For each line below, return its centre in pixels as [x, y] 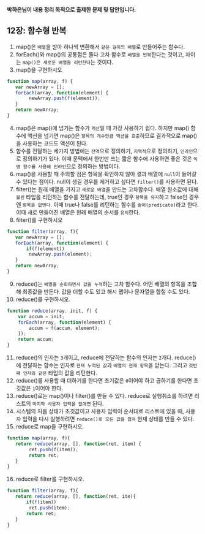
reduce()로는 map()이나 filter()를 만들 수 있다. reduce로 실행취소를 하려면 [104, 396]
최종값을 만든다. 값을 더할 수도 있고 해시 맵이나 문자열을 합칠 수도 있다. [106, 291]
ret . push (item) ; [50, 508]
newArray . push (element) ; [61, 254]
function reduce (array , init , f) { [52, 311]
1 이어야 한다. [47, 388]
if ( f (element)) [45, 249]
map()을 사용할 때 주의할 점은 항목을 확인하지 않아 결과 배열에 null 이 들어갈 [106, 174]
